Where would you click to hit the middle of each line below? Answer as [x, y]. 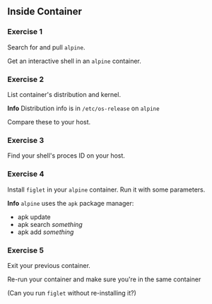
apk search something [50, 224]
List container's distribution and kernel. [64, 94]
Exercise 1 [25, 32]
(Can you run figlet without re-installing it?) [72, 293]
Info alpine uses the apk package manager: [71, 203]
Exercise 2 [26, 79]
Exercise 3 [26, 140]
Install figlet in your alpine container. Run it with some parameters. [106, 189]
